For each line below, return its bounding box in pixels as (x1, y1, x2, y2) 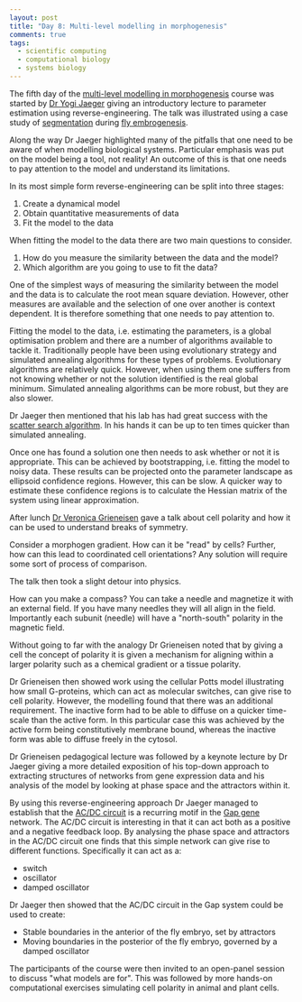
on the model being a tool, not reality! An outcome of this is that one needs (9, 153, 287, 164)
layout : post (9, 13, 59, 23)
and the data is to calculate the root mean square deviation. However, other (9, 289, 289, 299)
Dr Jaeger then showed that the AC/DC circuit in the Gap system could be (9, 899, 284, 910)
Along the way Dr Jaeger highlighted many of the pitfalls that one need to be (9, 134, 293, 145)
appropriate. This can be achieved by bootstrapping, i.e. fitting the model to (9, 456, 290, 467)
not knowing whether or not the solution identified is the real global (9, 373, 259, 384)
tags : (9, 38, 30, 48)
